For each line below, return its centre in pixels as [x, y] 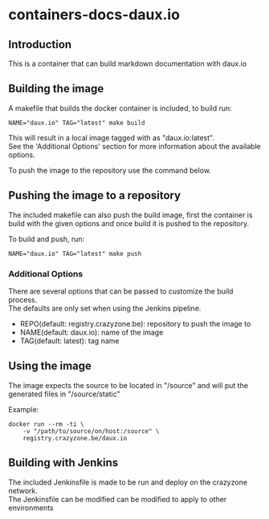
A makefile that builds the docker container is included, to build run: [120, 108]
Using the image [50, 366]
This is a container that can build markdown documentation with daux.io [128, 63]
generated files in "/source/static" [64, 394]
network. [23, 490]
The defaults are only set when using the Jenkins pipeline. [105, 308]
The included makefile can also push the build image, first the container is [130, 215]
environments [31, 508]
